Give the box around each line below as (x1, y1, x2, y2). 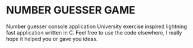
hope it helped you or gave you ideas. (6, 35, 98, 42)
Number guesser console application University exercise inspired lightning (6, 23, 187, 30)
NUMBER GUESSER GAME (6, 4, 136, 17)
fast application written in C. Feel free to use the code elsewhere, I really (6, 29, 182, 36)
